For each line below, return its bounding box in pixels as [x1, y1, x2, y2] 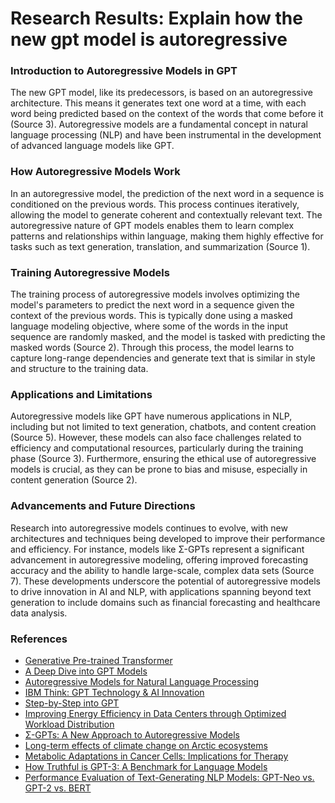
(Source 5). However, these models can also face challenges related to [10, 432, 302, 444]
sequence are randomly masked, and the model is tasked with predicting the [10, 331, 326, 343]
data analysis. [10, 607, 68, 619]
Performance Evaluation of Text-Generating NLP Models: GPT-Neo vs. [24, 771, 315, 783]
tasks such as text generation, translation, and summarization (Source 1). [10, 240, 311, 252]
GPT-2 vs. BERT [24, 782, 92, 794]
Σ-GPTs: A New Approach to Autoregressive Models [24, 728, 240, 741]
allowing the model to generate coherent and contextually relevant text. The [10, 208, 323, 221]
